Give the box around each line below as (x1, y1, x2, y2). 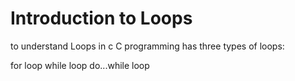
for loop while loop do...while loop (10, 59, 150, 71)
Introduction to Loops (10, 7, 193, 30)
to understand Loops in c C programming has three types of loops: (10, 40, 285, 52)
